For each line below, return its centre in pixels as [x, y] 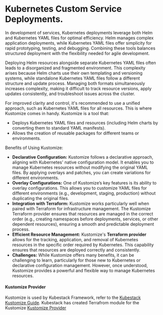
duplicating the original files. [40, 198]
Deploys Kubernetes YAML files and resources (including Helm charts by [85, 123]
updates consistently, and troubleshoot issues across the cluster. [70, 94]
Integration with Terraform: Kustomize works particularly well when [81, 203]
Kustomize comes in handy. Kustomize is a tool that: [57, 113]
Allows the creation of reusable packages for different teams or [76, 133]
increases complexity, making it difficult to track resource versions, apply [78, 88]
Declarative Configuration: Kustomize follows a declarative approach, [82, 157]
